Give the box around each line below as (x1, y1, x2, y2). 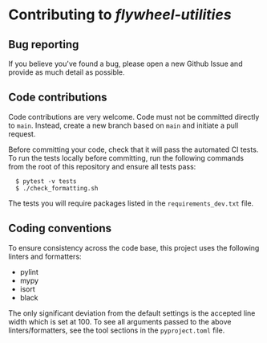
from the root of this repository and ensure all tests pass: (8, 161, 196, 171)
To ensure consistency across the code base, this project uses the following (8, 243, 260, 252)
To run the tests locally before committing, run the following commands (8, 153, 245, 162)
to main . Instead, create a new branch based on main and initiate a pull (8, 120, 239, 130)
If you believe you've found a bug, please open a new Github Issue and (8, 59, 243, 68)
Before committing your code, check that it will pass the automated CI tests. (8, 145, 259, 154)
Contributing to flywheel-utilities (8, 6, 232, 24)
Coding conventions (8, 222, 112, 235)
